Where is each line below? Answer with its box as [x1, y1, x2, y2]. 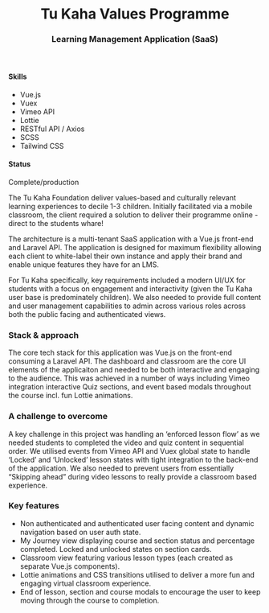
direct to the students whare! [8, 218, 104, 228]
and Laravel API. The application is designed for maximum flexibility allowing [8, 242, 262, 252]
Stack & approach [8, 329, 79, 340]
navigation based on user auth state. [19, 527, 141, 537]
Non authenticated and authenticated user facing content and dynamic [19, 518, 255, 528]
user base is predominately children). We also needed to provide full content [8, 292, 262, 302]
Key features [8, 500, 60, 512]
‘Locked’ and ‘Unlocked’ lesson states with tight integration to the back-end [8, 455, 259, 464]
